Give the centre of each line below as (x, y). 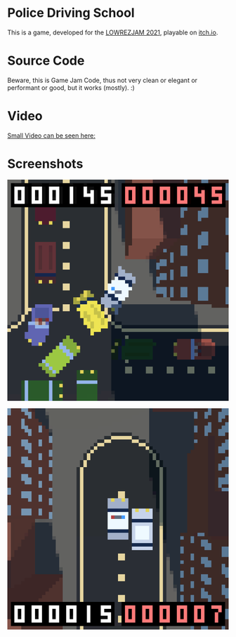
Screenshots (45, 164)
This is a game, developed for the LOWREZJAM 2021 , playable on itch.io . (113, 32)
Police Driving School (71, 13)
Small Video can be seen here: (52, 136)
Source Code (46, 61)
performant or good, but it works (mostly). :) (71, 87)
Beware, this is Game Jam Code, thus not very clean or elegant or (103, 80)
